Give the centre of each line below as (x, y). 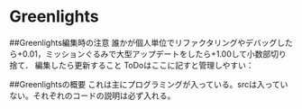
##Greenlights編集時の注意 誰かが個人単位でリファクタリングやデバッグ (143, 42)
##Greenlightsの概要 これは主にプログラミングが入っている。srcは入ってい (149, 84)
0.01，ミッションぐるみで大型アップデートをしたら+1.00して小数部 (146, 54)
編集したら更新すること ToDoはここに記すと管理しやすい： (144, 65)
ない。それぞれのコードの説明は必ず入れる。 (92, 95)
